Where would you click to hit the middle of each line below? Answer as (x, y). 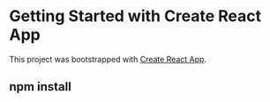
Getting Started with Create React (135, 16)
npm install (41, 87)
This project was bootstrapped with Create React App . (108, 59)
